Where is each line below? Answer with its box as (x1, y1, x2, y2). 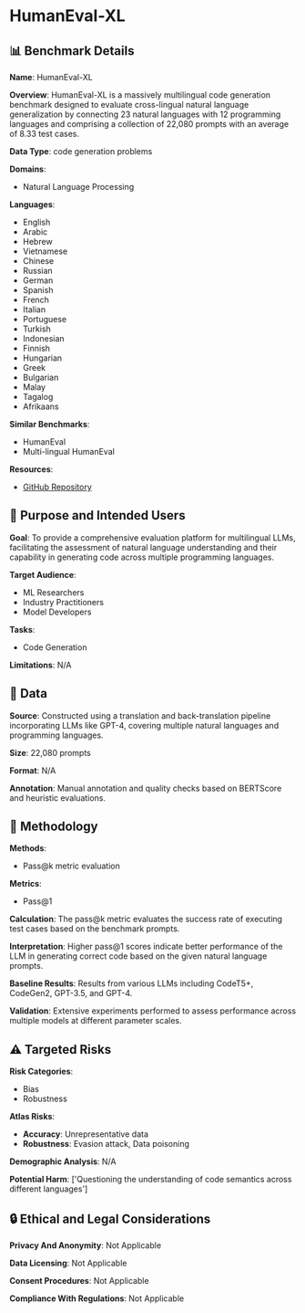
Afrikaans (22, 401, 59, 412)
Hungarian (22, 352, 63, 363)
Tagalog (22, 392, 54, 402)
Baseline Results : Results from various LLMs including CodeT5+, (9, 978, 254, 989)
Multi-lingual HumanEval (22, 446, 116, 457)
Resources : (9, 464, 54, 475)
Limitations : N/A (9, 659, 72, 670)
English (22, 216, 51, 227)
